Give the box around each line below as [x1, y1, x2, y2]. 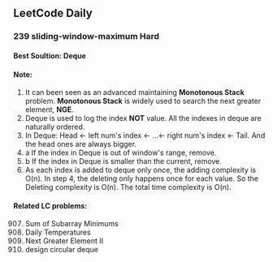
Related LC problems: [13, 200, 88, 210]
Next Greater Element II [24, 236, 104, 246]
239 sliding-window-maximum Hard [13, 31, 160, 42]
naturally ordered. [24, 122, 85, 132]
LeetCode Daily [13, 6, 93, 20]
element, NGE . [24, 105, 74, 114]
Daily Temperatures [24, 227, 92, 238]
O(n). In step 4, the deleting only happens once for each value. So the [24, 174, 259, 183]
